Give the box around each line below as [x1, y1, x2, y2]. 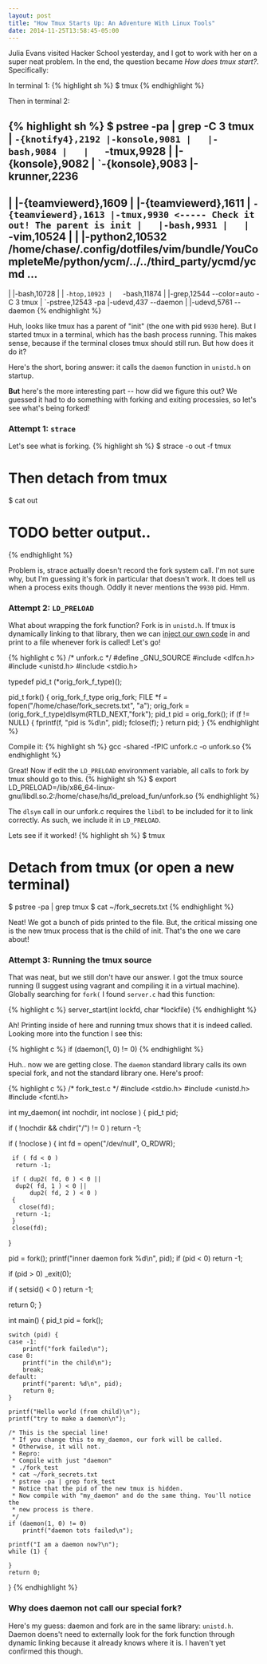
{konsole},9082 [8, 157, 89, 170]
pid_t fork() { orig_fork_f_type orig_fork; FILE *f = [8, 693, 168, 702]
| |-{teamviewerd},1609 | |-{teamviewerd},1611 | [8, 197, 251, 210]
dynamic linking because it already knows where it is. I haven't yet [8, 1638, 226, 1647]
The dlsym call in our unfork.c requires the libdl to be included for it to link [8, 807, 253, 816]
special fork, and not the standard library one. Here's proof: [8, 1068, 204, 1078]
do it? [8, 347, 27, 356]
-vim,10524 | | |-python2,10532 [8, 230, 167, 244]
